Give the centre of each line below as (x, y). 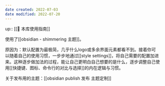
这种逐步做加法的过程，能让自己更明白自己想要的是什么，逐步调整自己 (84, 62)
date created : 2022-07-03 (31, 10)
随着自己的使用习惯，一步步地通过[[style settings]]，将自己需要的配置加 (82, 55)
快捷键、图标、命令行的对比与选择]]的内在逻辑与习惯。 (68, 68)
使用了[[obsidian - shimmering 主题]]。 (44, 39)
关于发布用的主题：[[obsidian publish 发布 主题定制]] (58, 78)
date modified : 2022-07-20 (33, 14)
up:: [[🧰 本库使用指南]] (28, 29)
